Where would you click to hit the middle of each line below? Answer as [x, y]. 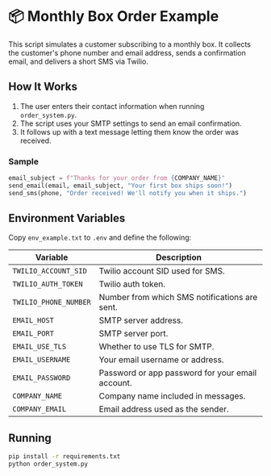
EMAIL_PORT [33, 334]
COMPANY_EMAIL [40, 409]
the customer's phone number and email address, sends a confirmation [127, 52]
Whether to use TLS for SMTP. [156, 347]
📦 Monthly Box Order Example [114, 17]
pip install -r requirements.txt [65, 457]
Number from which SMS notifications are [178, 298]
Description [179, 257]
